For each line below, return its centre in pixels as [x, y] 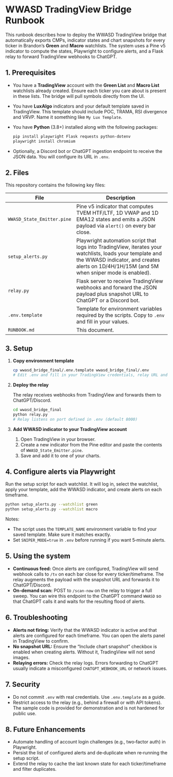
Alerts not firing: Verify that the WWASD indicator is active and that [85, 630]
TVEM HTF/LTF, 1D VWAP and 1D [117, 213]
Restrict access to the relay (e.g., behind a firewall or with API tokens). [87, 702]
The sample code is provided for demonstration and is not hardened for [89, 708]
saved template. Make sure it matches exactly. [62, 534]
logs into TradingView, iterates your [119, 247]
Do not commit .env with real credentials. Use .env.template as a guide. [89, 697]
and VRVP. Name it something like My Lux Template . [67, 117]
